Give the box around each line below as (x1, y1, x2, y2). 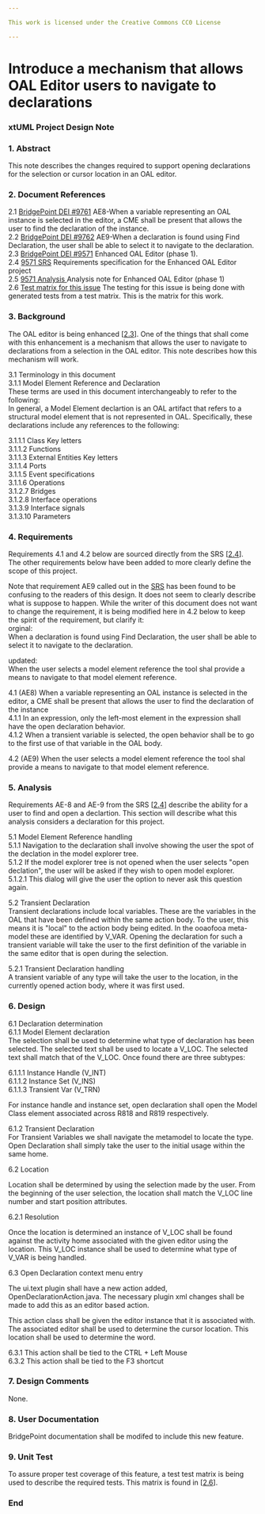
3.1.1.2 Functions (8, 444, 62, 453)
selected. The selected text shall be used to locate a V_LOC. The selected (8, 1044, 248, 1053)
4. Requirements (8, 531, 74, 542)
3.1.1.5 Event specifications (8, 469, 95, 479)
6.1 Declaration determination (8, 1019, 104, 1028)
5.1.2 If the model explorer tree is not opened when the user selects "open (8, 858, 249, 867)
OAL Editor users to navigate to (8, 76, 217, 94)
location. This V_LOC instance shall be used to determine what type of (8, 1244, 237, 1253)
